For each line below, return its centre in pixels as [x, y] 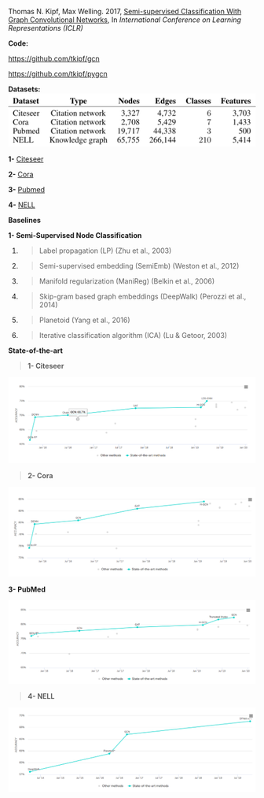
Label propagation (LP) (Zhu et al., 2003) [105, 251]
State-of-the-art [35, 351]
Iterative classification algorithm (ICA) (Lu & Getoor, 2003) [133, 335]
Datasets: [24, 89]
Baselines [25, 220]
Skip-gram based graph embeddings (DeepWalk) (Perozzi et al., [143, 296]
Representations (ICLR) [46, 28]
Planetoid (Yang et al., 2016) [85, 320]
